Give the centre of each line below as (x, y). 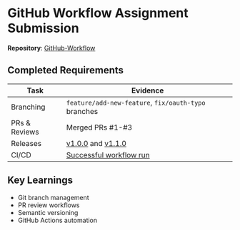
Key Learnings (40, 181)
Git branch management (53, 197)
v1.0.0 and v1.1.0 (96, 143)
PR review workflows (49, 205)
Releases (26, 143)
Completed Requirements (65, 70)
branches (82, 111)
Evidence (147, 90)
